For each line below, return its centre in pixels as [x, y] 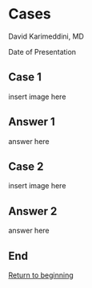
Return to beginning [41, 275]
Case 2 [26, 166]
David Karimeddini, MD [46, 36]
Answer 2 [33, 211]
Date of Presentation [42, 51]
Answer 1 [32, 122]
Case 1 [25, 77]
